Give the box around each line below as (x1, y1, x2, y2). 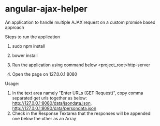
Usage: (5, 81, 19, 86)
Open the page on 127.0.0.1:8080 (12, 71, 77, 77)
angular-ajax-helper (5, 3, 88, 14)
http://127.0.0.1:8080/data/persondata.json (12, 105, 97, 111)
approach (5, 24, 24, 30)
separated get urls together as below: (12, 95, 87, 101)
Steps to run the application (5, 34, 60, 40)
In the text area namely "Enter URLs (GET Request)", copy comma (12, 90, 144, 96)
